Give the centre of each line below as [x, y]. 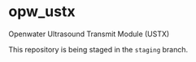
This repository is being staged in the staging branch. [98, 49]
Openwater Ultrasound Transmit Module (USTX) [89, 34]
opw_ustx [42, 12]
